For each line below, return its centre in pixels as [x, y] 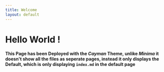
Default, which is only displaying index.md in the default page [70, 64]
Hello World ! [33, 40]
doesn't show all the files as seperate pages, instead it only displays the [82, 59]
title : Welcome [21, 10]
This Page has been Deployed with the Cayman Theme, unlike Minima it [82, 54]
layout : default [22, 15]
